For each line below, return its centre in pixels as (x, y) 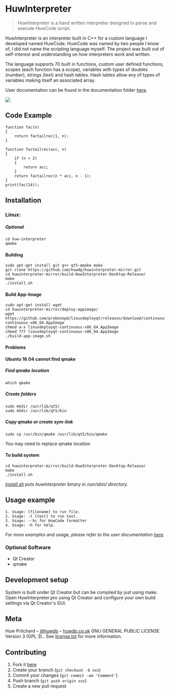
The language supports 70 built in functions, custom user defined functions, (84, 64)
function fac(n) (22, 127)
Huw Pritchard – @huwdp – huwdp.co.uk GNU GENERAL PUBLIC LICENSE (82, 631)
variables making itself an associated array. (50, 80)
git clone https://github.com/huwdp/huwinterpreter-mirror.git (73, 270)
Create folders (21, 394)
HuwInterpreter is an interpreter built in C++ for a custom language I (76, 38)
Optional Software (28, 547)
